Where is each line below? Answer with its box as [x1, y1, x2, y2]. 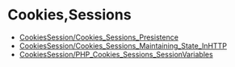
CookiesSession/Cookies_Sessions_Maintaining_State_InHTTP [19, 40, 228, 50]
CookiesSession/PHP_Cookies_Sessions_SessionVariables [19, 49, 213, 59]
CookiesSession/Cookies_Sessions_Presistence [19, 32, 179, 42]
